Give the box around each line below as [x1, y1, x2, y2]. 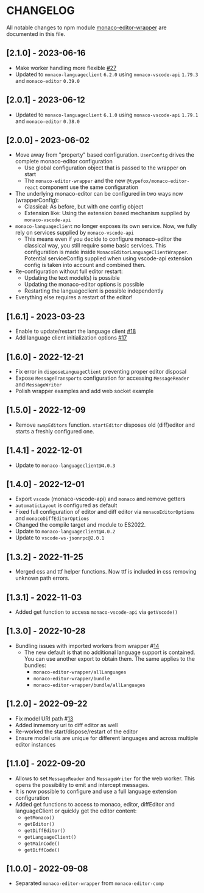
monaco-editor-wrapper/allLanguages [33, 669, 127, 675]
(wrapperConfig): [15, 196, 59, 204]
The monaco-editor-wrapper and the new [24, 177, 126, 185]
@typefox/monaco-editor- [127, 178, 190, 185]
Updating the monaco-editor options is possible [24, 281, 144, 288]
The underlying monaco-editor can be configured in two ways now [15, 190, 184, 197]
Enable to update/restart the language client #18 [15, 327, 136, 335]
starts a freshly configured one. [15, 427, 94, 435]
